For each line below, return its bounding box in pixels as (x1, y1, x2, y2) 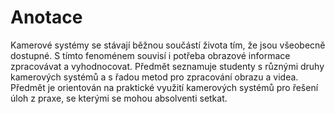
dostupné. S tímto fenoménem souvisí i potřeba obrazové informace (10, 49, 291, 61)
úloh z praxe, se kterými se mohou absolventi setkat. (10, 92, 228, 104)
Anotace (10, 6, 83, 29)
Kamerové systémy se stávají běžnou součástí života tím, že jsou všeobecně (10, 39, 326, 51)
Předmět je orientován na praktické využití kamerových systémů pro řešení (10, 81, 319, 93)
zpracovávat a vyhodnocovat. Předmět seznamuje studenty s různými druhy (10, 60, 325, 72)
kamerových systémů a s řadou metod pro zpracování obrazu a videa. (10, 71, 299, 83)
